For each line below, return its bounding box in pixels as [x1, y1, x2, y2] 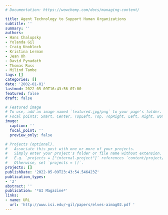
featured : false [5, 91, 39, 96]
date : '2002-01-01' [5, 82, 46, 87]
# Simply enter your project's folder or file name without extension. [5, 151, 162, 156]
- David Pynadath [5, 58, 41, 63]
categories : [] [5, 77, 37, 82]
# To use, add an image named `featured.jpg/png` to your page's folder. [5, 109, 162, 114]
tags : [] [5, 72, 23, 78]
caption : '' [9, 123, 35, 128]
